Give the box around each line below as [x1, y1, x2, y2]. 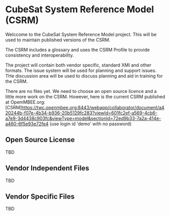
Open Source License [5, 135, 75, 144]
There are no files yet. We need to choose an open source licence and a [5, 88, 157, 94]
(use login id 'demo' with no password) [50, 121, 132, 127]
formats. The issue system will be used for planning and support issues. [5, 67, 157, 74]
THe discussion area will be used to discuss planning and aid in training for [5, 73, 163, 79]
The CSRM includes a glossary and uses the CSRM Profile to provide [5, 46, 150, 53]
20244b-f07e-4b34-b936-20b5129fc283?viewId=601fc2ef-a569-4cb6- [5, 110, 158, 116]
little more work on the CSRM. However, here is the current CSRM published [5, 93, 165, 100]
